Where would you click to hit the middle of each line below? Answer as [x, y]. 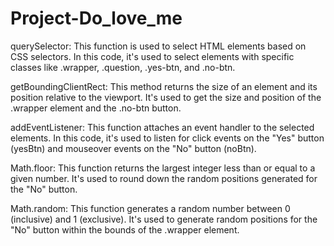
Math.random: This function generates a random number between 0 [150, 208]
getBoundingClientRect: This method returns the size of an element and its [164, 86]
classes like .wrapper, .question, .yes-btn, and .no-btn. [123, 67]
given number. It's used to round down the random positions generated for [164, 178]
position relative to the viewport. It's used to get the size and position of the [166, 97]
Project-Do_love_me [96, 18]
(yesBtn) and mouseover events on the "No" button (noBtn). [133, 148]
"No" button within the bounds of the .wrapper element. [125, 229]
